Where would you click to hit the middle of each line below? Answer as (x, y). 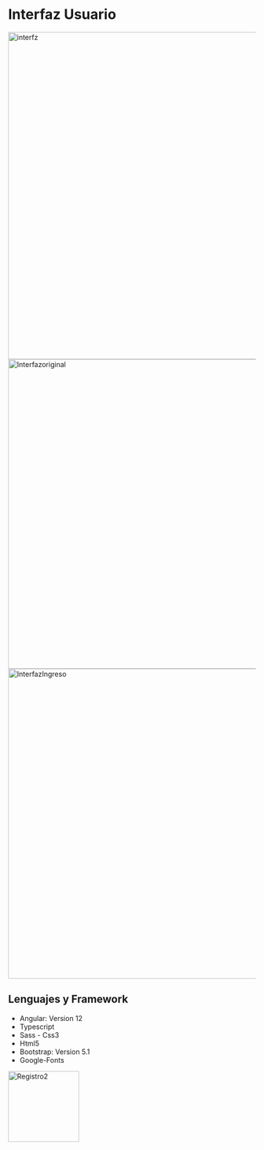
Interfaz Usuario (62, 15)
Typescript (37, 1027)
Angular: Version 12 (51, 1018)
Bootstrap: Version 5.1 (55, 1052)
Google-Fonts (42, 1060)
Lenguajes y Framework (68, 999)
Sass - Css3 (39, 1034)
